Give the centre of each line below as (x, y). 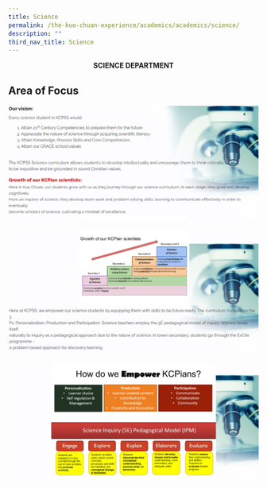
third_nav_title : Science (51, 42)
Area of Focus (44, 90)
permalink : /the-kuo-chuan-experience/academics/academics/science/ (124, 25)
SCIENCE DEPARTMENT (133, 66)
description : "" (35, 33)
